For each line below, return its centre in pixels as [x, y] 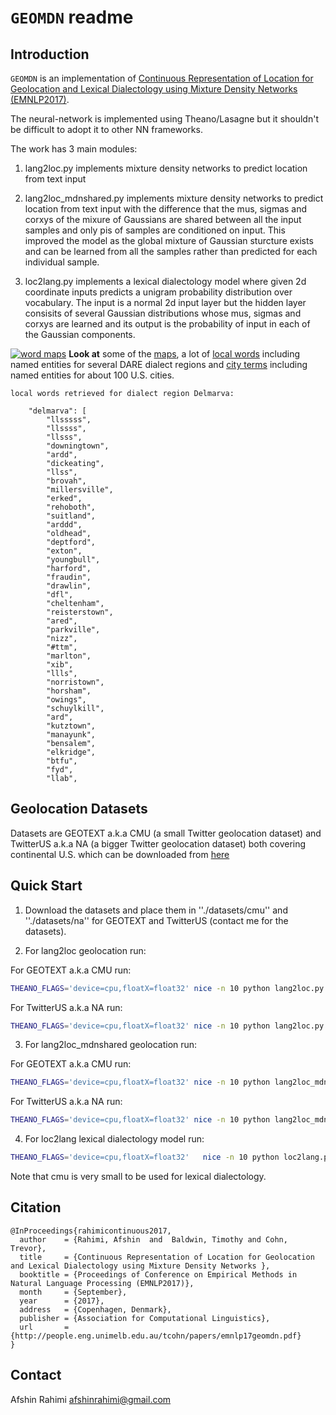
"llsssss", [69, 420]
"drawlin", [69, 586]
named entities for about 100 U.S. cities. [92, 375]
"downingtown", [78, 446]
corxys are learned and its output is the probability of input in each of [167, 324]
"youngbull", [73, 560]
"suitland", [71, 516]
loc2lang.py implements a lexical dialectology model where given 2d [165, 281]
